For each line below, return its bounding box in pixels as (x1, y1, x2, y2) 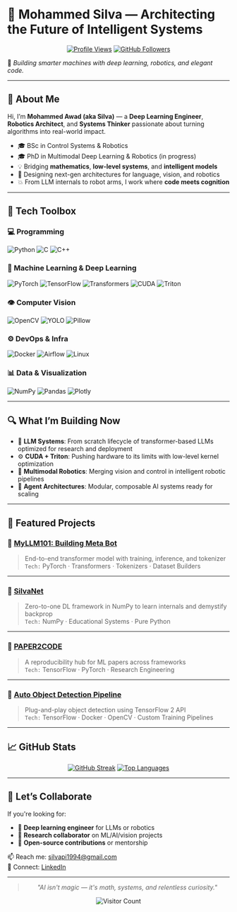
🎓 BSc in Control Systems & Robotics (17, 141, 128, 149)
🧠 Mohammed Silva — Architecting (7, 6, 216, 23)
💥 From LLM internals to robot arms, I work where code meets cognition (17, 177, 230, 186)
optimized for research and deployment (17, 445, 133, 453)
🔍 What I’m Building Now (7, 415, 121, 427)
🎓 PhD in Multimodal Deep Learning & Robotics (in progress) (17, 152, 197, 160)
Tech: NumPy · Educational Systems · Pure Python (24, 617, 171, 626)
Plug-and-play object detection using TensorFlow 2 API (24, 706, 186, 714)
